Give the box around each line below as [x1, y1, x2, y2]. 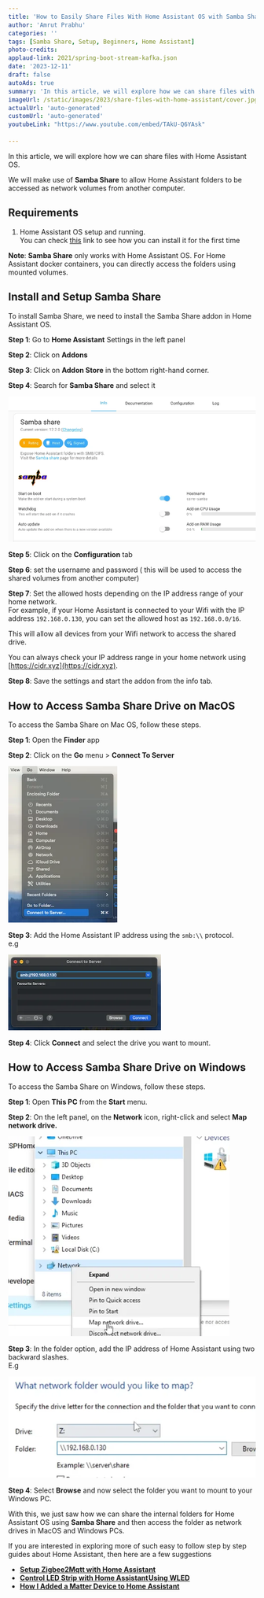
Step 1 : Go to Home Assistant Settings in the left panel [8, 334, 186, 344]
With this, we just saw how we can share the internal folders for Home [8, 1509, 235, 1519]
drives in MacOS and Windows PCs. [8, 1526, 125, 1535]
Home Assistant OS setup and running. [19, 227, 146, 236]
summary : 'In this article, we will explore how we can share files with [8, 87, 255, 95]
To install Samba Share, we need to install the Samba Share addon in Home [8, 311, 252, 320]
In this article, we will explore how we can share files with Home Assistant [8, 151, 247, 161]
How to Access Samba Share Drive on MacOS [8, 699, 236, 712]
